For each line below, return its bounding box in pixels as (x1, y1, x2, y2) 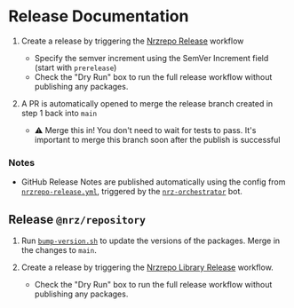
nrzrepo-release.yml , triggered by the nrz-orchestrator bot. (20, 186, 243, 197)
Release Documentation (8, 6, 189, 27)
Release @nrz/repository (8, 211, 147, 227)
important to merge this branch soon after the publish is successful (34, 134, 281, 145)
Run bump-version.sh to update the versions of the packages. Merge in (20, 235, 281, 246)
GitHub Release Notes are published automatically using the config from (20, 177, 286, 187)
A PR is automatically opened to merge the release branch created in (20, 98, 274, 108)
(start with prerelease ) (34, 62, 117, 73)
